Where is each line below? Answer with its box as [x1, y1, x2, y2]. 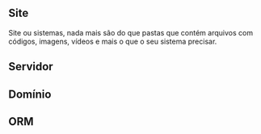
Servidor [8, 60, 54, 73]
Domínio [8, 87, 52, 101]
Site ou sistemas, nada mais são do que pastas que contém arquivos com [8, 27, 253, 37]
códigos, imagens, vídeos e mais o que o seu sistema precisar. [8, 36, 217, 46]
